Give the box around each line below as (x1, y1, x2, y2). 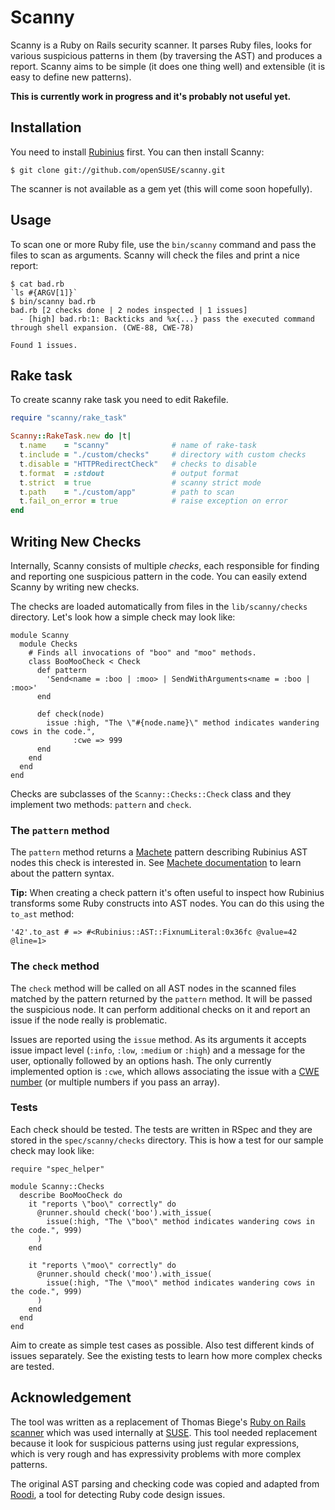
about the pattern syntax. (10, 867, 115, 880)
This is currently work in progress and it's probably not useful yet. (10, 90, 292, 102)
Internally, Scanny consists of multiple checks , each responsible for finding (10, 559, 320, 571)
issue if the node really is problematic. (10, 1014, 168, 1026)
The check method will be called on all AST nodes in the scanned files (10, 982, 297, 994)
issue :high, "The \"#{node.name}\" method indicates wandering (46, 717, 320, 728)
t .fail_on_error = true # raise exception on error (19, 496, 288, 506)
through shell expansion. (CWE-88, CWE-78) (10, 322, 195, 333)
